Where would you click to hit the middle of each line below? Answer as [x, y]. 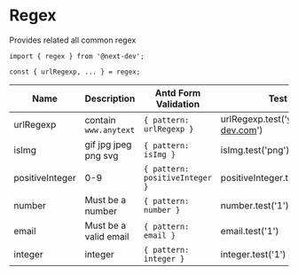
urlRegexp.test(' [254, 119]
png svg [102, 155]
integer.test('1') [253, 254]
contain [100, 120]
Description [110, 98]
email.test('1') [250, 231]
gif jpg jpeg [108, 145]
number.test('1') [255, 205]
